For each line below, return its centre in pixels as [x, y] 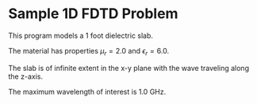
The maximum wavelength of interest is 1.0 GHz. [87, 91]
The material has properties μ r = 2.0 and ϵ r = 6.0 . [88, 52]
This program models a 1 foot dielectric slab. [81, 35]
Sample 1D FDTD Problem [93, 14]
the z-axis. [26, 76]
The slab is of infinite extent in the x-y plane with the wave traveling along [129, 68]
